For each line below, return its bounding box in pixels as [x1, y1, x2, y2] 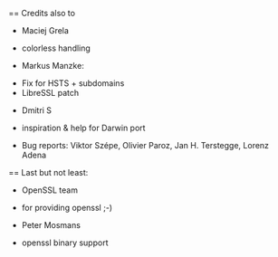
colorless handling [21, 43, 91, 53]
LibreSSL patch [21, 88, 79, 98]
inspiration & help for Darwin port [21, 122, 146, 133]
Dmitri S [21, 105, 52, 116]
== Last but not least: [8, 167, 89, 177]
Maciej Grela [21, 25, 70, 35]
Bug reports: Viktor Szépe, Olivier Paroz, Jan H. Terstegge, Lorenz [21, 140, 269, 150]
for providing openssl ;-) [21, 203, 113, 213]
